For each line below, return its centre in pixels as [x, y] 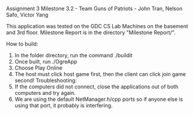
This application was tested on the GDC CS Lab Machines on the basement [97, 26]
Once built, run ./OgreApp [46, 62]
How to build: [22, 44]
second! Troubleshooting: [46, 80]
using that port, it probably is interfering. [63, 105]
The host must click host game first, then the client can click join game [100, 74]
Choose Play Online [39, 68]
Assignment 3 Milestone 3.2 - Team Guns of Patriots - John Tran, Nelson [94, 9]
